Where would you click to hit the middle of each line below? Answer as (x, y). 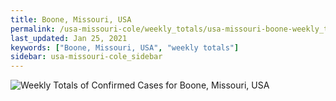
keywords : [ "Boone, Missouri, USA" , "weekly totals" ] (125, 47)
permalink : (33, 29)
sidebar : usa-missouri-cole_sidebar (86, 57)
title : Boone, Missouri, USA (71, 19)
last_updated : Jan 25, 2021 (69, 38)
